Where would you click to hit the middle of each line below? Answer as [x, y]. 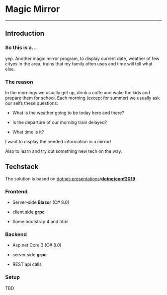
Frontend [16, 191]
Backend [16, 234]
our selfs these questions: [32, 103]
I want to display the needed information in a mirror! [58, 141]
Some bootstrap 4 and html [40, 222]
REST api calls [27, 264]
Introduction [25, 33]
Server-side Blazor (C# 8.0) [41, 202]
